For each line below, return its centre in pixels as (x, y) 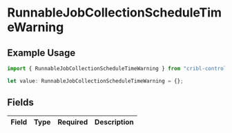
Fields (21, 102)
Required (73, 122)
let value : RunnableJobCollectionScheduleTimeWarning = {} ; (96, 81)
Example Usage (41, 53)
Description (114, 122)
